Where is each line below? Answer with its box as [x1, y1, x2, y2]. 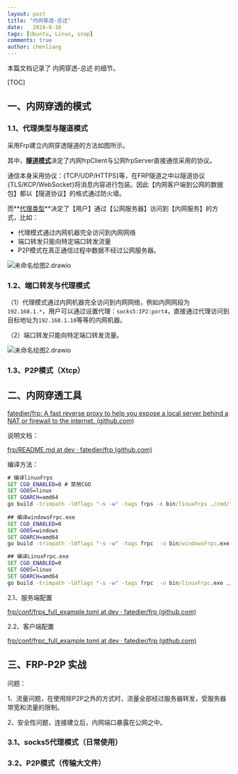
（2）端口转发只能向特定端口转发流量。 [7, 330, 123, 339]
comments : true [7, 37, 52, 44]
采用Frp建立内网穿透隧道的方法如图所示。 [7, 141, 129, 149]
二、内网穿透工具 [7, 389, 82, 402]
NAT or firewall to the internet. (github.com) [7, 416, 135, 425]
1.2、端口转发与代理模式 [7, 280, 91, 290]
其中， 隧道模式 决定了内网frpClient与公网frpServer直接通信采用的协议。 [7, 156, 216, 164]
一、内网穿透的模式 [7, 100, 91, 112]
